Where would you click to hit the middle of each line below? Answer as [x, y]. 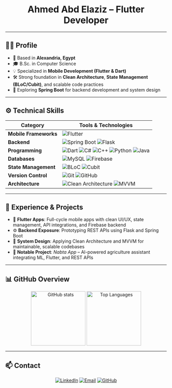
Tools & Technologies [106, 125]
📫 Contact [23, 365]
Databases [21, 159]
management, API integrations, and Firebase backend [69, 225]
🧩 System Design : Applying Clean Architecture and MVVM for [78, 241]
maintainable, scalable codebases [49, 247]
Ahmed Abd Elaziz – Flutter [86, 9]
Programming [25, 150]
